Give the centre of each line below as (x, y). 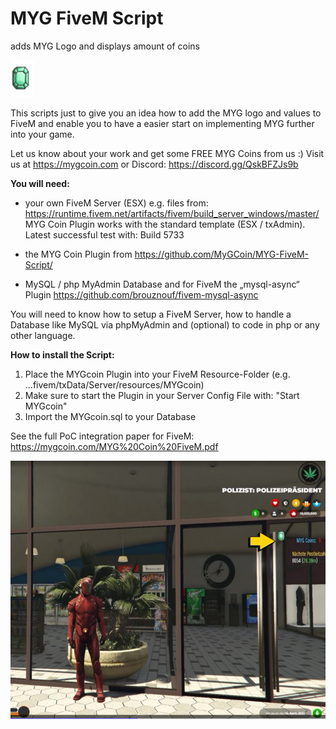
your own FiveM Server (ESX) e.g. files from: (116, 203)
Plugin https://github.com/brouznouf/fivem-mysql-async (141, 294)
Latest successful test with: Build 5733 (104, 234)
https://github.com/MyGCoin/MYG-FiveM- (222, 254)
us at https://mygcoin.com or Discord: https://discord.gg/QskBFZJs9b (154, 164)
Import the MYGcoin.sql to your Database (110, 416)
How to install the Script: (62, 354)
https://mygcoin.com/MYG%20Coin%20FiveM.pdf (114, 446)
